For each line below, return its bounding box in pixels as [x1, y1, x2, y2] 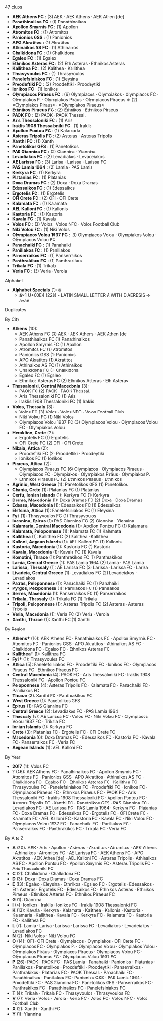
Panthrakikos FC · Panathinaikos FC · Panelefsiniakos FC [12, 985, 126, 991]
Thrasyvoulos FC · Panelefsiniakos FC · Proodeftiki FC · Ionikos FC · [12, 784, 147, 790]
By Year [5, 754, 21, 760]
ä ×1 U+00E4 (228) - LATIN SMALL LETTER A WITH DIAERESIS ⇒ [19, 292, 151, 298]
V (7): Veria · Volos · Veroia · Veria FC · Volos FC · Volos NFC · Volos [12, 996, 148, 1001]
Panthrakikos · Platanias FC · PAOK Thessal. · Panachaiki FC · [12, 970, 135, 975]
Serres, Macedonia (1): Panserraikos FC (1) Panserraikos [12, 591, 127, 596]
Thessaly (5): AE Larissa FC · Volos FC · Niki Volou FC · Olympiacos [12, 714, 148, 719]
